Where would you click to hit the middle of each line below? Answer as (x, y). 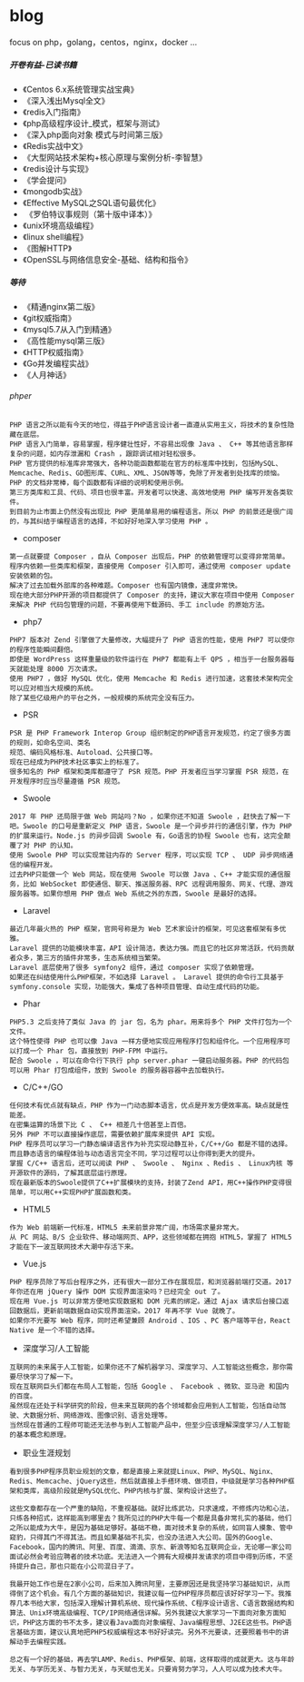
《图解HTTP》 (47, 248)
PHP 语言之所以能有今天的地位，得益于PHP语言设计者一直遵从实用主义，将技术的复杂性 (149, 425)
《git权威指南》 (49, 318)
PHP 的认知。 (55, 846)
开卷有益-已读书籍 (43, 64)
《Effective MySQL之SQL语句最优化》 (91, 203)
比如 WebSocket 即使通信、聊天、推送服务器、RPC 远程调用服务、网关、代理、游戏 (157, 885)
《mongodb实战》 (54, 191)
